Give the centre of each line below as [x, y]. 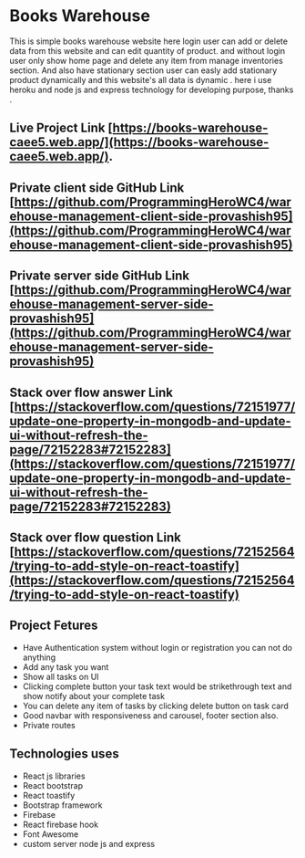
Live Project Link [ [61, 128]
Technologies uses [65, 754]
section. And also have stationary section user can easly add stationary [143, 70]
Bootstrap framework [62, 805]
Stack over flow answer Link [91, 392]
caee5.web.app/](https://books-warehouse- [139, 142]
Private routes [49, 725]
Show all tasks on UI [61, 676]
